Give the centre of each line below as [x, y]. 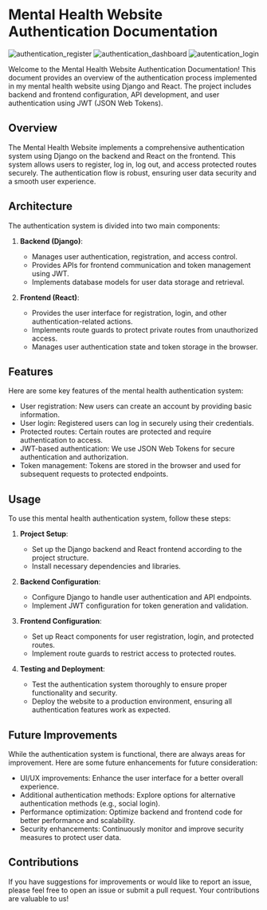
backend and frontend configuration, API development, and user [114, 94]
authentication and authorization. [74, 457]
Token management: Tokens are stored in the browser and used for [130, 466]
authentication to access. [61, 440]
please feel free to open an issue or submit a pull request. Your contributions [134, 890]
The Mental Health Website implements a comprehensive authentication [127, 147]
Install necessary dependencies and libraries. [106, 566]
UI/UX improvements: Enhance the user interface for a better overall [132, 778]
